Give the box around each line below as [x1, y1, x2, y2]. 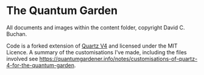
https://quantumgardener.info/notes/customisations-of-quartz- [39, 55, 198, 62]
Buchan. [6, 30, 27, 37]
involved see [6, 55, 38, 62]
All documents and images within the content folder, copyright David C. [6, 24, 185, 31]
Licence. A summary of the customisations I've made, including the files [6, 48, 187, 55]
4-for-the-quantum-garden [6, 62, 75, 69]
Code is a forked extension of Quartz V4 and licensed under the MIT [6, 42, 178, 49]
